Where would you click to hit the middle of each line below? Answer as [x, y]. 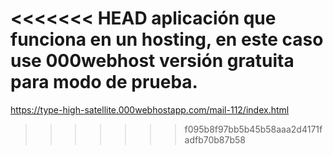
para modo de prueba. [104, 82]
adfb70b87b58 [215, 139]
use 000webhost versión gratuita [152, 61]
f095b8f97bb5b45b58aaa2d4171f [253, 129]
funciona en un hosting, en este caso [167, 39]
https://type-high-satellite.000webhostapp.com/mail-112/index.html [150, 109]
